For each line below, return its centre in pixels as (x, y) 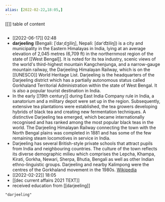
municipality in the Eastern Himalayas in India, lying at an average (79, 48)
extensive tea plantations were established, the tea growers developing (85, 106)
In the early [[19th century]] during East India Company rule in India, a (83, 96)
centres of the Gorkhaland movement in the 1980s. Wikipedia (74, 170)
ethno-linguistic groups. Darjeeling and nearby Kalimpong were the (81, 164)
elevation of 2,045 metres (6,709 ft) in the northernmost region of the (83, 54)
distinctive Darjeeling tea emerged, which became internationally (78, 117)
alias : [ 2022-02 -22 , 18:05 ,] (34, 10)
